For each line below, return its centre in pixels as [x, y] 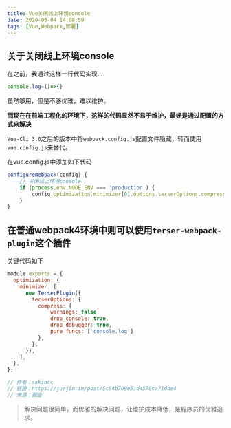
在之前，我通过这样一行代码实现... [55, 74]
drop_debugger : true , [81, 325]
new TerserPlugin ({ [53, 293]
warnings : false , [75, 312]
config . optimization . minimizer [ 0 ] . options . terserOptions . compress [129, 194]
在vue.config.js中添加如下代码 [49, 162]
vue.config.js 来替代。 [40, 147]
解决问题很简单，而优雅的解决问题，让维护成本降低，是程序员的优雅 [120, 409]
